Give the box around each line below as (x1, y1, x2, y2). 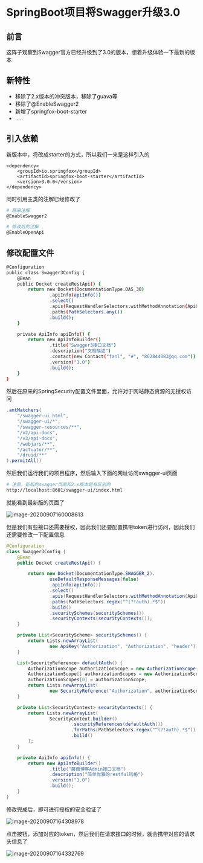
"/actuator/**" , (17, 446, 59, 453)
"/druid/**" (17, 452, 47, 458)
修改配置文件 (6, 248, 54, 258)
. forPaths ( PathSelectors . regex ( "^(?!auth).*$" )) (71, 727, 196, 733)
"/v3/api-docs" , (17, 435, 59, 441)
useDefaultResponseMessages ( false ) (49, 576, 139, 583)
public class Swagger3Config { (6, 269, 85, 275)
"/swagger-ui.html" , (17, 413, 69, 419)
